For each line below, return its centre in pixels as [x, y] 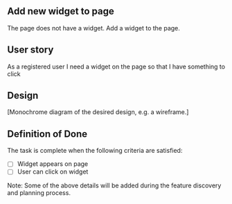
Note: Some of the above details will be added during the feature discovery [114, 185]
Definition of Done [47, 134]
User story [30, 50]
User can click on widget [53, 171]
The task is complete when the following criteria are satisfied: [95, 151]
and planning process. [39, 193]
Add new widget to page [61, 11]
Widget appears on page [53, 164]
